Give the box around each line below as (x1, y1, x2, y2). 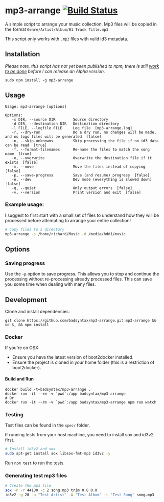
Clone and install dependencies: (5, 309, 70, 315)
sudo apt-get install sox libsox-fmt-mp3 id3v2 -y (5, 451, 111, 456)
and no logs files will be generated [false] (5, 134, 102, 139)
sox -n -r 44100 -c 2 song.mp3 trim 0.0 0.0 (5, 488, 97, 493)
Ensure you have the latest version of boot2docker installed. (12, 354, 134, 360)
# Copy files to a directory (5, 227, 65, 232)
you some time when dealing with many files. (5, 281, 96, 287)
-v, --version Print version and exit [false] (11, 190, 141, 195)
